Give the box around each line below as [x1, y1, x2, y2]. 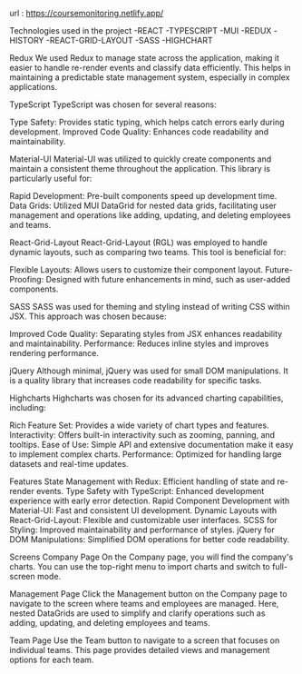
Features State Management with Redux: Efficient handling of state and [9, 476, 276, 487]
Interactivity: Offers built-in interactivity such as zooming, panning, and [9, 430, 275, 440]
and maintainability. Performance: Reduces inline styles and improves [9, 338, 269, 349]
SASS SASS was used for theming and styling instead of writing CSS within [9, 302, 290, 312]
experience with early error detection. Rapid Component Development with [9, 495, 290, 506]
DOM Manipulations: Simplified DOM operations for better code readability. [9, 534, 290, 544]
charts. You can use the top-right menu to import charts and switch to [9, 561, 270, 571]
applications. [9, 82, 57, 92]
